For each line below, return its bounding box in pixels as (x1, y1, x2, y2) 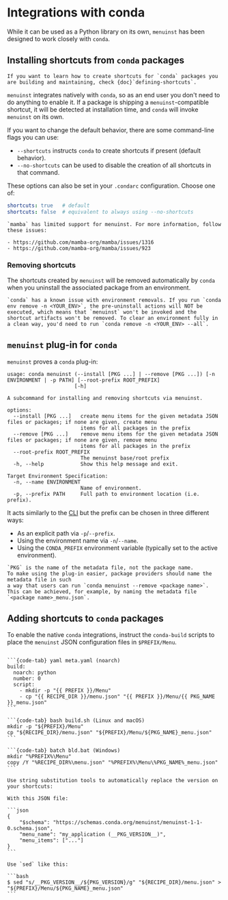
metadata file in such (7, 576, 72, 583)
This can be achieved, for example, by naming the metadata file (7, 588, 197, 595)
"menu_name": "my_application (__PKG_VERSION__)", (19, 831, 167, 838)
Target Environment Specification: (7, 473, 109, 479)
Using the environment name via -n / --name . (16, 536, 139, 545)
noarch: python (13, 669, 57, 676)
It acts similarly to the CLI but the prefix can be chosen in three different (7, 508, 210, 516)
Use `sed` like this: (7, 861, 69, 868)
